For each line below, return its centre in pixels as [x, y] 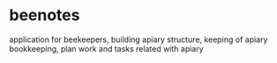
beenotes [45, 15]
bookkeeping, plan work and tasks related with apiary [107, 48]
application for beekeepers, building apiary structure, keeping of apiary [138, 39]
